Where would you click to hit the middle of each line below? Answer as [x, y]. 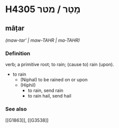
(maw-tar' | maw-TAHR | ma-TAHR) [43, 40]
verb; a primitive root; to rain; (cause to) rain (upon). [60, 65]
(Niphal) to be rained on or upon [54, 80]
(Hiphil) [28, 85]
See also [16, 109]
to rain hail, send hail [50, 96]
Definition [18, 53]
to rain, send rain [46, 90]
